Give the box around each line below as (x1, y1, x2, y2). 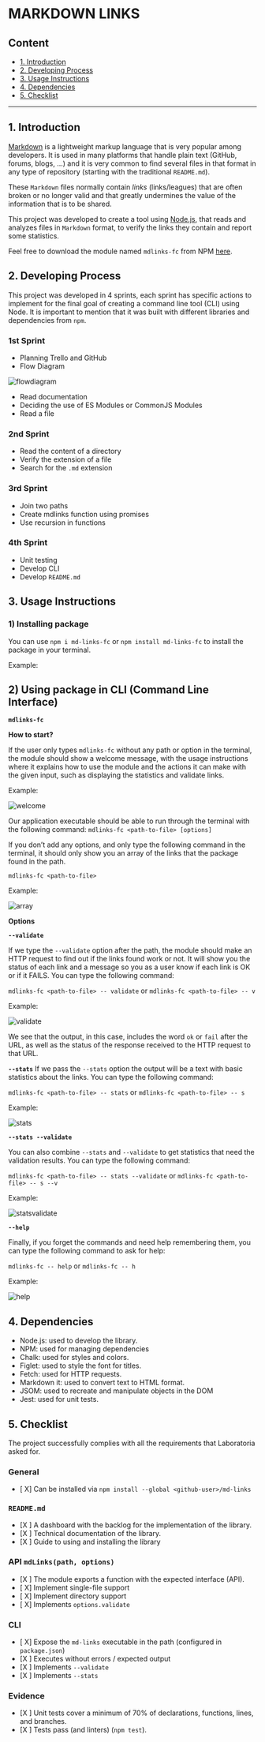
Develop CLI (19, 564, 60, 573)
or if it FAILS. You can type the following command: (8, 971, 175, 980)
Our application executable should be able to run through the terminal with (8, 816, 250, 826)
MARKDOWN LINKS (8, 5, 140, 23)
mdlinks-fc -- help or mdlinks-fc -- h (8, 1261, 136, 1271)
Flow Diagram (19, 361, 65, 371)
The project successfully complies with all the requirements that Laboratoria (8, 1438, 256, 1448)
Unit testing (19, 555, 58, 564)
